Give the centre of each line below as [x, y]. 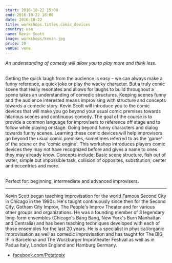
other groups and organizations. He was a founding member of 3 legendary [85, 212]
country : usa [19, 29]
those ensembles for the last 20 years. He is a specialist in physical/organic [85, 229]
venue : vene [18, 48]
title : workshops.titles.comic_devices [48, 24]
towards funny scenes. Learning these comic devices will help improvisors [84, 133]
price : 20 [16, 44]
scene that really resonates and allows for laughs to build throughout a [80, 89]
